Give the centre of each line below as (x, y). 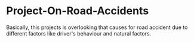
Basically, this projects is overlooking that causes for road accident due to (97, 27)
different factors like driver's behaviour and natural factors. (79, 33)
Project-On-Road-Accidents (78, 11)
